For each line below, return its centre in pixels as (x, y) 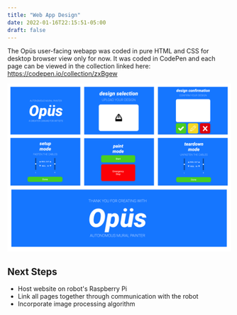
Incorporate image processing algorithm (76, 304)
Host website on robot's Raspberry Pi (72, 289)
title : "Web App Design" (44, 15)
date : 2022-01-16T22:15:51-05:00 (57, 22)
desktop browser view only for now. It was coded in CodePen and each (111, 59)
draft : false (27, 30)
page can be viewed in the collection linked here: (79, 66)
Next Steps (32, 271)
